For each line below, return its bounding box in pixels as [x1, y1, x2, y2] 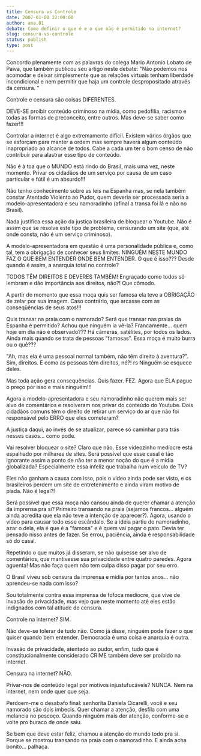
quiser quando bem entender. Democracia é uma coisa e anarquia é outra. [6, 634, 190, 641]
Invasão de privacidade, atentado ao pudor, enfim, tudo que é [6, 645, 159, 652]
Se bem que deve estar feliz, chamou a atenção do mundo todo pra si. [6, 730, 180, 737]
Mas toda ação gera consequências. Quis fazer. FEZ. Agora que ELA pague [6, 376, 193, 384]
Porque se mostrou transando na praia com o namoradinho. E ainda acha [6, 736, 187, 743]
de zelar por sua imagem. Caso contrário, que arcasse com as [6, 297, 160, 304]
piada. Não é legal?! [6, 487, 55, 494]
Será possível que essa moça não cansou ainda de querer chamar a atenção [6, 499, 196, 506]
